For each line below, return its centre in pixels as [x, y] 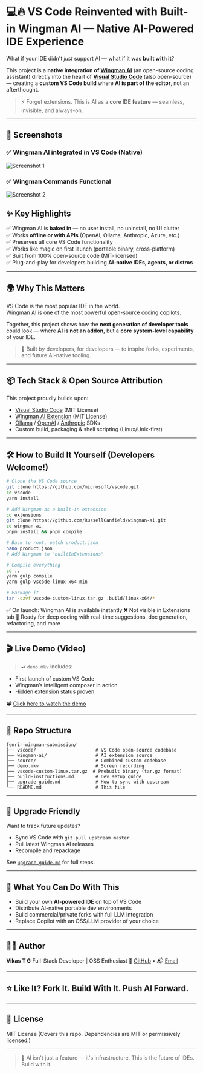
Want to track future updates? [43, 826]
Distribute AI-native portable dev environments [73, 908]
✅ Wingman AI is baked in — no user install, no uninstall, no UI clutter [93, 228]
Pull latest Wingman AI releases [54, 844]
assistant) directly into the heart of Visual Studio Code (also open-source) [99, 76]
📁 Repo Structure [39, 731]
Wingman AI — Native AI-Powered [106, 29]
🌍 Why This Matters [46, 288]
